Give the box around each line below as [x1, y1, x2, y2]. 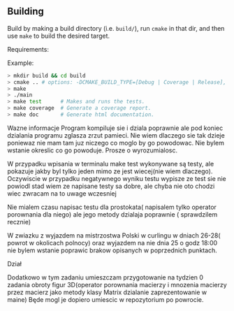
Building [7, 6, 44, 17]
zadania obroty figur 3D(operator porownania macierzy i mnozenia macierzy [7, 280, 227, 289]
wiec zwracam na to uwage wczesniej [7, 189, 117, 198]
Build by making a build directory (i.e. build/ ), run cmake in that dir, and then [7, 24, 225, 32]
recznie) [7, 217, 31, 226]
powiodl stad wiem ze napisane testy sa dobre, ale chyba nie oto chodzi [7, 182, 215, 190]
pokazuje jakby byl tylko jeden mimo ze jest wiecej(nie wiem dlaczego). [7, 167, 213, 175]
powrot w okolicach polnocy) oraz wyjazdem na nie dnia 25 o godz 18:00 [7, 238, 218, 247]
